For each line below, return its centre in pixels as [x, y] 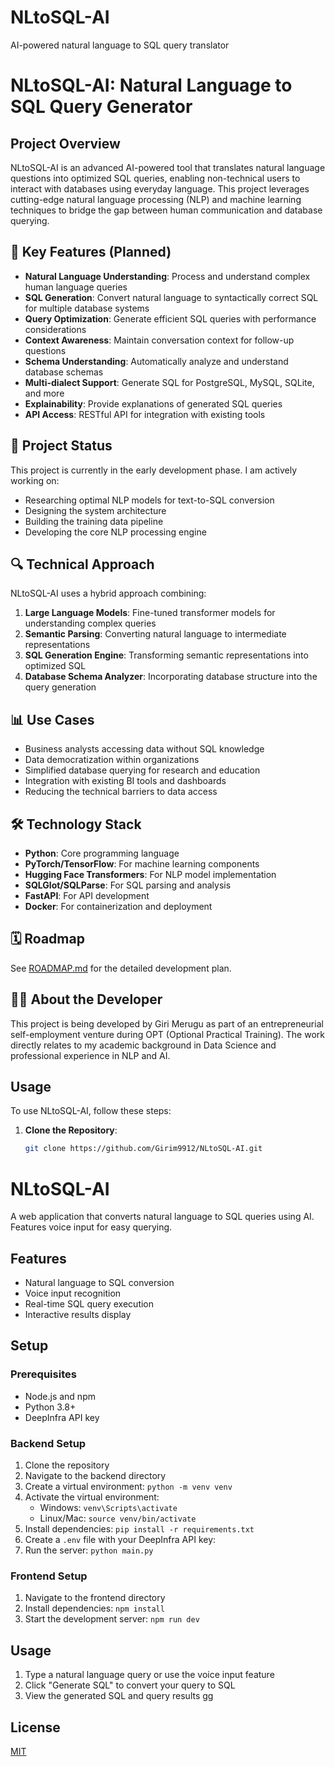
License [35, 1727]
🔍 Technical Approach [82, 564]
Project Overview [65, 143]
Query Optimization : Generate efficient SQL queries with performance [170, 318]
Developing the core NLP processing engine [115, 532]
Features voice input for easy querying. [91, 1227]
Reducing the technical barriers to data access [121, 792]
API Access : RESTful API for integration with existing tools [145, 414]
